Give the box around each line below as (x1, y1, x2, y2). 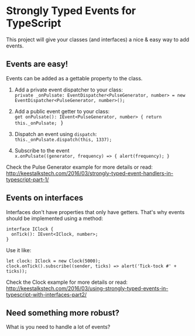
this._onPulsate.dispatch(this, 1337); (14, 137, 112, 142)
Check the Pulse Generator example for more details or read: (6, 163, 153, 171)
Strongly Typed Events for (6, 4, 136, 18)
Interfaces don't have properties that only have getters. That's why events (6, 208, 185, 215)
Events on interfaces (6, 193, 84, 203)
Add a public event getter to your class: (14, 107, 110, 115)
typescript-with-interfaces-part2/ (6, 291, 87, 298)
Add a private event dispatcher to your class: (14, 86, 123, 93)
